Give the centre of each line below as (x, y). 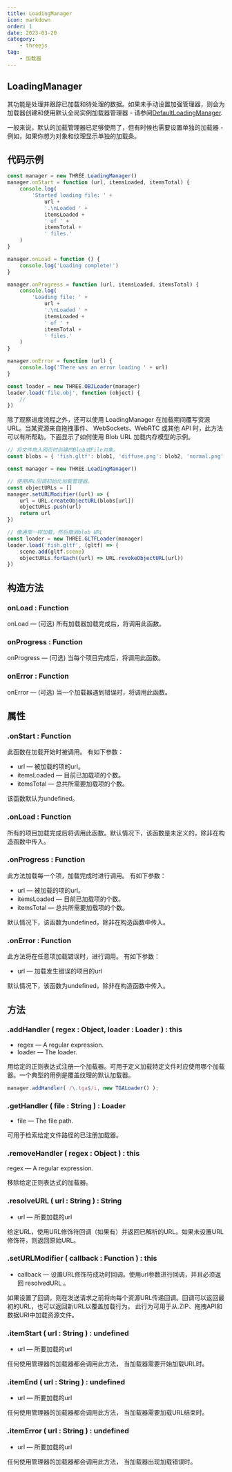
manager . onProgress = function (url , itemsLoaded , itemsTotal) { (103, 284)
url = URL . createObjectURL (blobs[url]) (77, 501)
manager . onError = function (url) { (60, 361)
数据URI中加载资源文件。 (42, 1315)
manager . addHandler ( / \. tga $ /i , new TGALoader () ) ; (83, 1088)
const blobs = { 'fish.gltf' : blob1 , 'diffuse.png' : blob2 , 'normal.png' (116, 456)
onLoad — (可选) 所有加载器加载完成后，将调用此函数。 (86, 623)
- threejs (34, 46)
